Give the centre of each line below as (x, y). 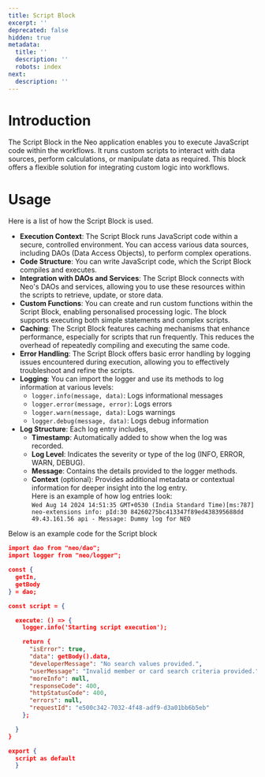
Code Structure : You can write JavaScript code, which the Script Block (135, 262)
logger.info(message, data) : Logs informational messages (127, 396)
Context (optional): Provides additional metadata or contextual (133, 480)
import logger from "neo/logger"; (65, 556)
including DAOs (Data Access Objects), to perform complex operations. (135, 253)
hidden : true (30, 37)
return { (37, 642)
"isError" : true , (58, 649)
